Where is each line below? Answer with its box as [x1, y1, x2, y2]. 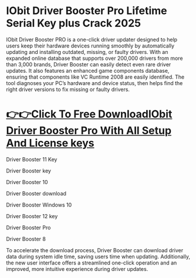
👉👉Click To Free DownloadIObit [6, 107, 173, 121]
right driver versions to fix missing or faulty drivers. [6, 86, 130, 93]
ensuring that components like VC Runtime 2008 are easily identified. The [6, 73, 185, 80]
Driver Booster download [6, 189, 66, 197]
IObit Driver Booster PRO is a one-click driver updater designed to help [6, 36, 178, 43]
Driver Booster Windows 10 [6, 201, 72, 208]
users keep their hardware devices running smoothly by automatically [6, 42, 175, 49]
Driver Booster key [6, 167, 52, 174]
